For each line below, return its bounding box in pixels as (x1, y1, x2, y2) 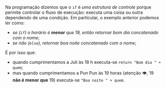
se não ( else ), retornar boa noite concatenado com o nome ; (12, 40, 137, 46)
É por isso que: (5, 49, 36, 55)
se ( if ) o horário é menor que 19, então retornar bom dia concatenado (12, 30, 159, 35)
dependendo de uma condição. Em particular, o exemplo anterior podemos (5, 15, 160, 20)
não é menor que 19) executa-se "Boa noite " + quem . (12, 77, 125, 83)
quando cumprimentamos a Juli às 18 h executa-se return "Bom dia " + (12, 59, 161, 65)
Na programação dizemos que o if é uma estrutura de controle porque (5, 4, 152, 10)
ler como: (5, 20, 25, 26)
